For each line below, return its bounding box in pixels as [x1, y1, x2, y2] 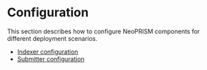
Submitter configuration [17, 54, 85, 63]
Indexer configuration [17, 48, 78, 56]
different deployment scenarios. [7, 34, 98, 42]
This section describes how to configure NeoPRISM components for [7, 27, 200, 35]
